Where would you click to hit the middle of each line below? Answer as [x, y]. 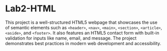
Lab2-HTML [30, 9]
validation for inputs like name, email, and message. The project [71, 38]
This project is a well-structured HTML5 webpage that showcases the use [81, 22]
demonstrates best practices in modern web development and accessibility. [83, 43]
